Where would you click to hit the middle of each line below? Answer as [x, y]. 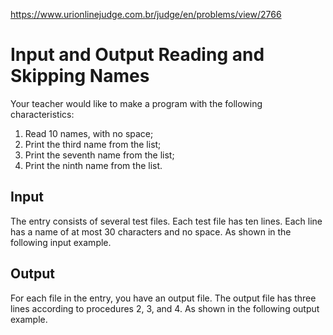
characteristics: [42, 114]
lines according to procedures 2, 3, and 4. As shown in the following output [165, 308]
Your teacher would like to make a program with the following [136, 103]
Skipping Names [80, 76]
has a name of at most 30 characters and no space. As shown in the [151, 231]
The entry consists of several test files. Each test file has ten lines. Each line [166, 221]
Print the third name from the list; [93, 144]
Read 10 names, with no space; [89, 133]
